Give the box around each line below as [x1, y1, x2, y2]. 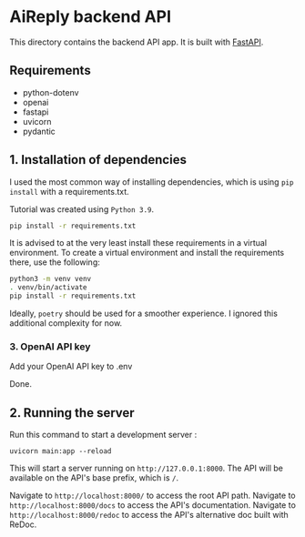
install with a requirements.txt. [9, 186, 129, 197]
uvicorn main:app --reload [9, 447, 112, 456]
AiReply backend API [9, 6, 171, 27]
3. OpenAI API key [9, 339, 91, 352]
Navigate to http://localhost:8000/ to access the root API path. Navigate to [9, 490, 296, 502]
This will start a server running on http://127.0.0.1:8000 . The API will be [9, 462, 284, 474]
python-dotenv [22, 86, 79, 97]
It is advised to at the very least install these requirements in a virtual [9, 238, 267, 248]
